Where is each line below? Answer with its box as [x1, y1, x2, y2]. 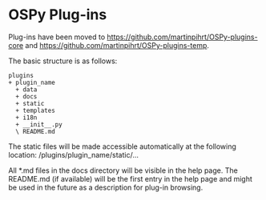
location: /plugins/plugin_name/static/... [8, 150, 139, 159]
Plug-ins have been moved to [8, 32, 106, 42]
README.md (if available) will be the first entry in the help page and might [8, 174, 252, 183]
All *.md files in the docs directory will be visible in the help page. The [8, 166, 238, 175]
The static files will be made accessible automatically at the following [8, 142, 236, 151]
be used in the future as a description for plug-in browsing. [8, 182, 204, 192]
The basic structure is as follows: [8, 56, 118, 66]
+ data [15, 86, 38, 94]
